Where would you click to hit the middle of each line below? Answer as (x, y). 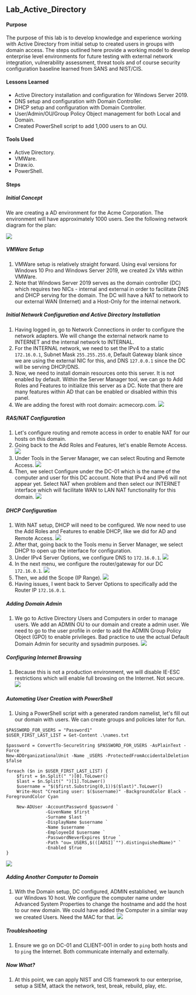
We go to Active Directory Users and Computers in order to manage (96, 619)
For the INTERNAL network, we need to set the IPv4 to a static (89, 348)
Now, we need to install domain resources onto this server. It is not (94, 373)
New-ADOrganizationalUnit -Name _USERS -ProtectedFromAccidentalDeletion (98, 756)
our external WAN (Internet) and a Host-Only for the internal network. (98, 301)
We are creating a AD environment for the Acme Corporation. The (85, 212)
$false (14, 761)
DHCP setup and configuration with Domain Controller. (80, 107)
